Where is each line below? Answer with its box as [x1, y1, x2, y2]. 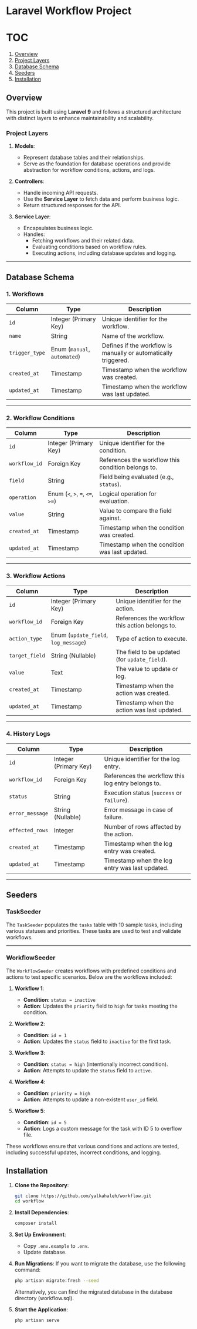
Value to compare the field [99, 507, 172, 515]
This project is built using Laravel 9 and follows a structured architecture [6, 108, 182, 115]
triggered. [101, 356, 129, 364]
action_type [9, 635, 43, 642]
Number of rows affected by [104, 822, 182, 830]
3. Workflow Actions [6, 572, 66, 580]
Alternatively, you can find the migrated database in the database [14, 1288, 173, 1295]
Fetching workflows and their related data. [32, 237, 135, 244]
